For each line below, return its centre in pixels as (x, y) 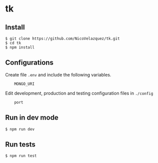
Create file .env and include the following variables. (58, 74)
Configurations (29, 63)
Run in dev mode (32, 118)
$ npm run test (21, 156)
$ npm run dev (20, 129)
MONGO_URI (25, 84)
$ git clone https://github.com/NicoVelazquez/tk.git (63, 38)
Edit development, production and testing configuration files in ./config (79, 93)
